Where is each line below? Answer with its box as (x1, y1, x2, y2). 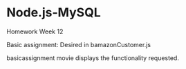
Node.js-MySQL (6, 5, 101, 20)
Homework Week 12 (6, 27, 64, 36)
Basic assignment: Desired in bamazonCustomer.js (6, 40, 151, 49)
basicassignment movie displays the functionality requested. (6, 53, 179, 62)
